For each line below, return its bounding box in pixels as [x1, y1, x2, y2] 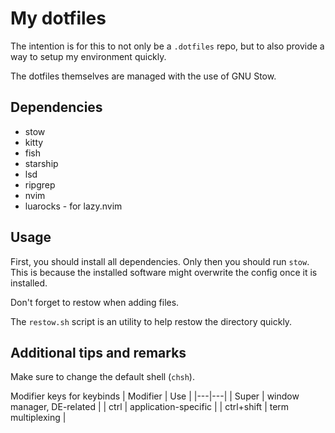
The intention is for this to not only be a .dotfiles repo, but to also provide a [10, 40, 325, 52]
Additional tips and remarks [10, 344, 187, 361]
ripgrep [24, 178, 56, 191]
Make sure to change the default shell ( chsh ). [10, 371, 195, 383]
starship [24, 157, 59, 169]
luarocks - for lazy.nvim [24, 200, 123, 212]
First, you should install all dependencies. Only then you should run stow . [10, 255, 310, 267]
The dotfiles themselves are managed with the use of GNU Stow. [10, 70, 277, 82]
